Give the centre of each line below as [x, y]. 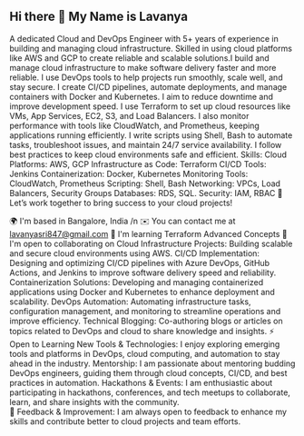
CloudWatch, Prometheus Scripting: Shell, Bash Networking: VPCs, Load [145, 183]
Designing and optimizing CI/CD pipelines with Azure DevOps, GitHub [140, 263]
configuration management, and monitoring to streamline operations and [145, 311]
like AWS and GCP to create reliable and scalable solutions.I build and [139, 58]
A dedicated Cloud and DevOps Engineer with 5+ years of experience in [144, 38]
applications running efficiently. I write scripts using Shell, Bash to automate [151, 135]
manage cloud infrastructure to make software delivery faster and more [143, 67]
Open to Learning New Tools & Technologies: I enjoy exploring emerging [145, 344]
